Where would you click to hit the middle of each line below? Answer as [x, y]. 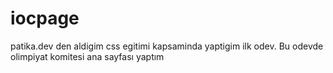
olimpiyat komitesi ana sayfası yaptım [87, 56]
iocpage [45, 18]
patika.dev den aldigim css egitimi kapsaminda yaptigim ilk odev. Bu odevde [167, 46]
